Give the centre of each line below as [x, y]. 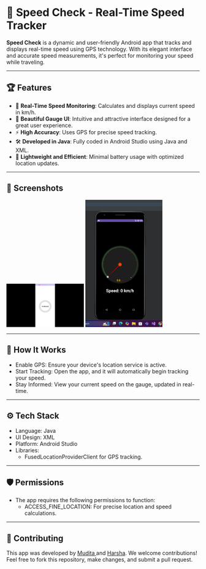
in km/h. [25, 112]
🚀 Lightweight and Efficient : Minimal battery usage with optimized [99, 156]
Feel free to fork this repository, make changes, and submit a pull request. [100, 560]
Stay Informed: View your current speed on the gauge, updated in [98, 384]
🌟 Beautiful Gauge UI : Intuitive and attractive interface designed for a [103, 118]
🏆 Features [29, 88]
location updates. [37, 163]
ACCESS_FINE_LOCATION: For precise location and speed [98, 507]
